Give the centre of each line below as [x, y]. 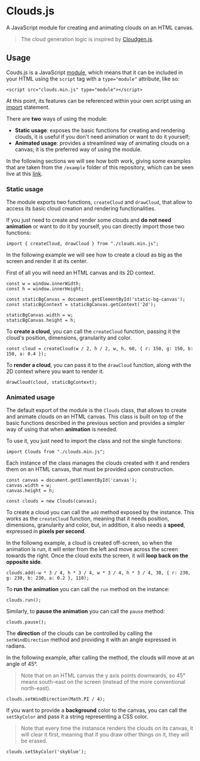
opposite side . [24, 562]
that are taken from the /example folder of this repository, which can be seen [100, 167]
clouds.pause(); [26, 622]
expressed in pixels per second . [46, 531]
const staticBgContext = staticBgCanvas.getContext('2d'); [81, 305]
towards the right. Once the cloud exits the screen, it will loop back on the [97, 556]
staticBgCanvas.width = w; [40, 315]
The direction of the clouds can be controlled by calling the [79, 633]
